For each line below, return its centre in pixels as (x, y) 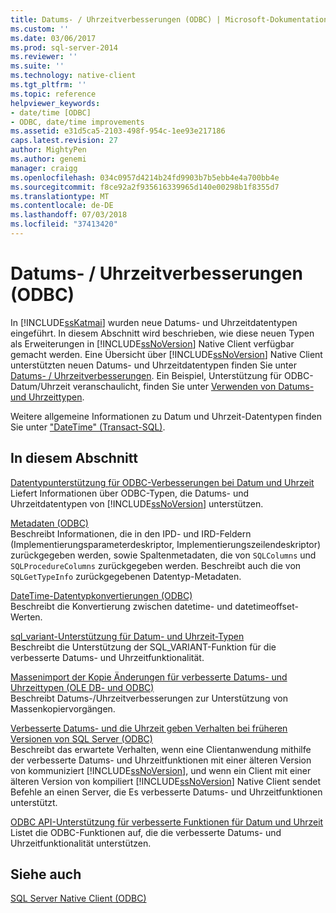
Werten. (26, 617)
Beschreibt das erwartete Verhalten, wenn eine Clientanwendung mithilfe (161, 749)
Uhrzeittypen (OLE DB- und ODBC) (82, 687)
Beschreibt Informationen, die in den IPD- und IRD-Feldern (131, 533)
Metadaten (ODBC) (49, 523)
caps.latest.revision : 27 (64, 141)
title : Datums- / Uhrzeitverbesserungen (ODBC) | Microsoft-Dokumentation (169, 19)
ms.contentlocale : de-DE (62, 206)
